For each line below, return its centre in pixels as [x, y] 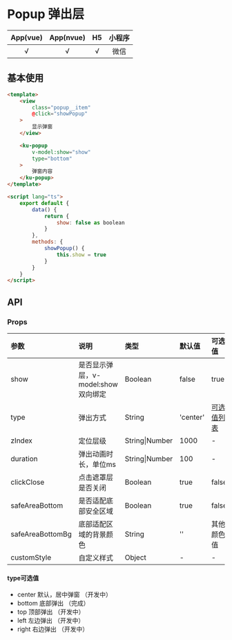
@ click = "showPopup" [60, 114]
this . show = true [81, 255]
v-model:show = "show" [61, 152]
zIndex [22, 441]
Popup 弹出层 [46, 14]
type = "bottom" [52, 159]
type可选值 [23, 578]
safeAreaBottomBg [41, 534]
